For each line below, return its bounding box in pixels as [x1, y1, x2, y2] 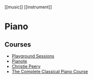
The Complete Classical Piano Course [11, 69, 89, 74]
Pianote [11, 58, 27, 64]
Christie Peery [11, 63, 41, 69]
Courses [4, 40, 31, 48]
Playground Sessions [11, 53, 54, 59]
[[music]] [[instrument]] [4, 4, 52, 10]
